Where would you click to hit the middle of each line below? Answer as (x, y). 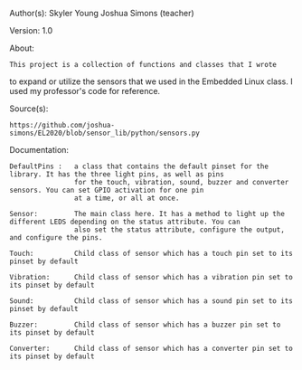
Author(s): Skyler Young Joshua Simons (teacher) (102, 13)
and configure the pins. (56, 238)
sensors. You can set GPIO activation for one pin (107, 190)
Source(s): (29, 109)
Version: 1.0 (31, 30)
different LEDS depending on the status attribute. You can (125, 222)
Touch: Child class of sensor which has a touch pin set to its (151, 253)
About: (22, 48)
